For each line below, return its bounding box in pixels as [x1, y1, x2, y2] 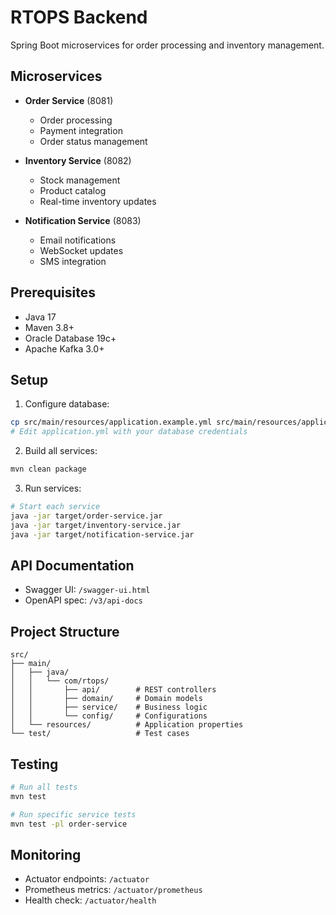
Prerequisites [10, 284, 96, 301]
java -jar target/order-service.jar [10, 511, 163, 521]
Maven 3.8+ [24, 321, 75, 333]
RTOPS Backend [10, 6, 148, 29]
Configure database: [24, 398, 110, 410]
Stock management [39, 174, 121, 186]
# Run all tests [10, 782, 78, 792]
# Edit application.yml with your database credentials [10, 427, 248, 437]
